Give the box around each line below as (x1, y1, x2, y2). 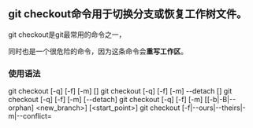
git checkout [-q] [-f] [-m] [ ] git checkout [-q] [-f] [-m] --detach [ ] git (8, 86, 233, 96)
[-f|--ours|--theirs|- (181, 103, 246, 112)
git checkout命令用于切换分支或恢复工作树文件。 (8, 7, 247, 21)
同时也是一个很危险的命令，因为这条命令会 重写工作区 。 (8, 46, 188, 56)
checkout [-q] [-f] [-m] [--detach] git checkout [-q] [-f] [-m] (8, 95, 203, 104)
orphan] (8, 103, 34, 112)
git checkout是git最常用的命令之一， (8, 30, 126, 39)
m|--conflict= (8, 112, 53, 121)
